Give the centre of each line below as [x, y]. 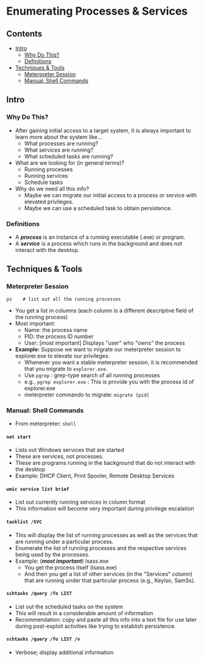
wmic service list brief [38, 489]
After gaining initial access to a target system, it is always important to [103, 130]
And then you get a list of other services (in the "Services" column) [108, 574]
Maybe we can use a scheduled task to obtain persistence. [98, 208]
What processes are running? [61, 143]
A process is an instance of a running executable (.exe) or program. [100, 237]
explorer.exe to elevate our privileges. [62, 356]
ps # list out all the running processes [64, 299]
